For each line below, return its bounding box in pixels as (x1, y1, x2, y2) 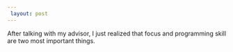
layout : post (10, 10, 49, 17)
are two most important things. (7, 36, 95, 45)
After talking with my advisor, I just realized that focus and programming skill (7, 29, 227, 37)
